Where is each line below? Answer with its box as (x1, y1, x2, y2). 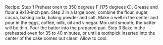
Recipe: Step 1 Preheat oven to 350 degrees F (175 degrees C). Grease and (5, 4, 158, 10)
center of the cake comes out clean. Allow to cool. (5, 35, 108, 41)
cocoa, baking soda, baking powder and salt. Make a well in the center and (5, 15, 159, 20)
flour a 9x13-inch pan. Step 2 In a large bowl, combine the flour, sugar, (5, 9, 149, 15)
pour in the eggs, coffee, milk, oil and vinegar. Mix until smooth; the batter (5, 20, 156, 25)
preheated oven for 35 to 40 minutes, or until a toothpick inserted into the (5, 30, 155, 36)
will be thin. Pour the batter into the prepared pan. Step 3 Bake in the (5, 25, 145, 31)
